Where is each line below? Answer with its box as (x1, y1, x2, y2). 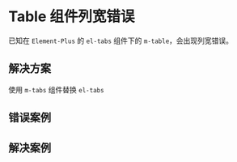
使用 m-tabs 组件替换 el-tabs (8, 84, 104, 94)
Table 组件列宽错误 (8, 7, 135, 26)
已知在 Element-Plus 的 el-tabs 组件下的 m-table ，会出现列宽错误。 (8, 36, 233, 45)
